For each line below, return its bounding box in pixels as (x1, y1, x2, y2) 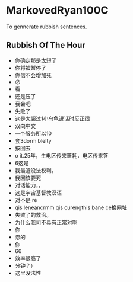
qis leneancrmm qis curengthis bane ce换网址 (14, 204, 128, 211)
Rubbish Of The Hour (6, 40, 86, 50)
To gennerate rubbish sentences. (6, 23, 87, 30)
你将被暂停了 (14, 64, 46, 71)
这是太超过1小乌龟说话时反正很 (14, 115, 90, 122)
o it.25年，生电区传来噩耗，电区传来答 (14, 152, 109, 159)
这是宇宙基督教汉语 (14, 189, 62, 196)
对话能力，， (14, 181, 44, 188)
